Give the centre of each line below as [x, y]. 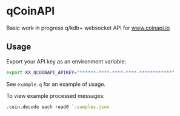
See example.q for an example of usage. [56, 84]
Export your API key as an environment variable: [66, 61]
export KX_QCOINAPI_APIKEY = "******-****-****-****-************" [90, 72]
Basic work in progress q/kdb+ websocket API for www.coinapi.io [88, 28]
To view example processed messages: [55, 95]
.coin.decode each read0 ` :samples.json [58, 107]
